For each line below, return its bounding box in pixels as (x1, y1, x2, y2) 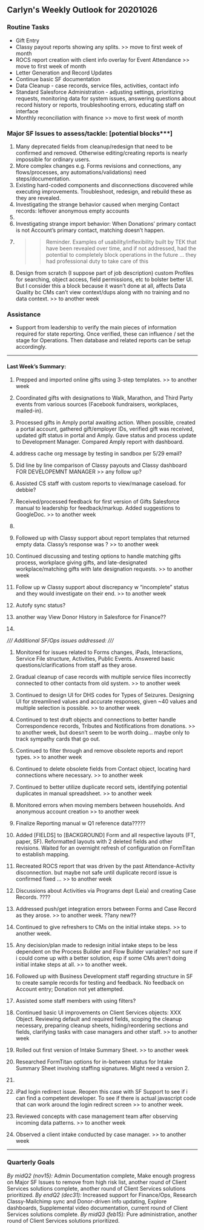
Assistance (7, 310, 41, 319)
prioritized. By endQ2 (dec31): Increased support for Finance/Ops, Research (7, 1191, 197, 1199)
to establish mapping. (15, 851, 70, 858)
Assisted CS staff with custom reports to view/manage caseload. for (15, 480, 186, 487)
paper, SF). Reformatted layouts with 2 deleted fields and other (15, 838, 173, 845)
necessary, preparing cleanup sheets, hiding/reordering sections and (15, 1022, 188, 1029)
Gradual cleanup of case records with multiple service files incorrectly (15, 673, 191, 681)
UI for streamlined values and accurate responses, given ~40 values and (15, 698, 197, 705)
